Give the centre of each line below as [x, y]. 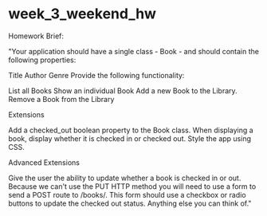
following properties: [42, 60]
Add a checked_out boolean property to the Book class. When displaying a [131, 130]
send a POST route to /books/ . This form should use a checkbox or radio [127, 194]
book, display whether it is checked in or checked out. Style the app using [130, 138]
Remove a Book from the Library [61, 99]
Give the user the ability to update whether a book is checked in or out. [125, 178]
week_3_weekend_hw [82, 14]
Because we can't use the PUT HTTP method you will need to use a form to [132, 186]
